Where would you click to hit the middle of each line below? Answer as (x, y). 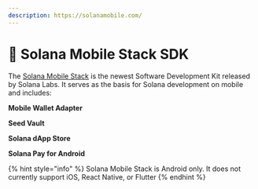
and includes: (30, 93)
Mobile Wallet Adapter (45, 107)
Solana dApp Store (39, 138)
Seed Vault (26, 123)
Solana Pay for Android (46, 153)
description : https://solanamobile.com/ (76, 15)
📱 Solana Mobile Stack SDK (99, 54)
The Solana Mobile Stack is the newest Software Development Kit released (129, 76)
